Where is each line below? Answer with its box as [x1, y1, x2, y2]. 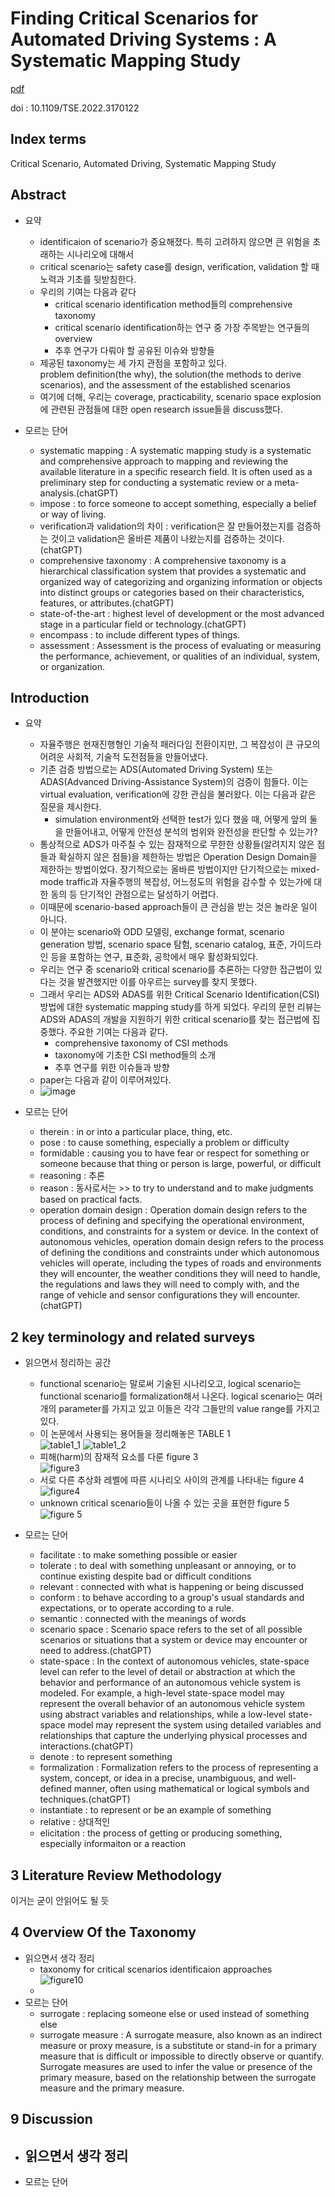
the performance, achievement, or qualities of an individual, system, [39, 650, 321, 662]
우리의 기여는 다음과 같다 [39, 285, 137, 297]
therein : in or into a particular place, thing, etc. [39, 1126, 233, 1138]
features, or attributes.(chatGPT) [39, 597, 175, 609]
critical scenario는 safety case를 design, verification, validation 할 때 [39, 260, 320, 272]
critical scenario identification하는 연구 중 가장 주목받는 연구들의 [54, 321, 310, 333]
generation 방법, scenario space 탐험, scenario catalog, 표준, [39, 938, 288, 951]
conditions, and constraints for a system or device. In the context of [39, 1225, 320, 1237]
